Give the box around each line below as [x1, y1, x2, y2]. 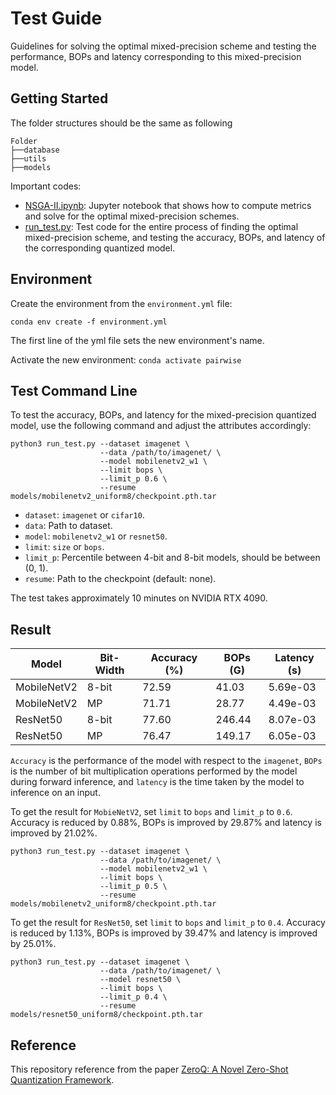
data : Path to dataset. [24, 520, 113, 532]
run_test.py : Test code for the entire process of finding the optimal [24, 220, 299, 232]
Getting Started [10, 90, 109, 107]
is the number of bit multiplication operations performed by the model [10, 765, 298, 777]
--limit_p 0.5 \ [99, 882, 168, 892]
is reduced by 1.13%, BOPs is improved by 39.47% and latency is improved [10, 927, 318, 939]
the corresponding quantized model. [24, 242, 176, 254]
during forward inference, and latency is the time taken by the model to [10, 776, 305, 788]
